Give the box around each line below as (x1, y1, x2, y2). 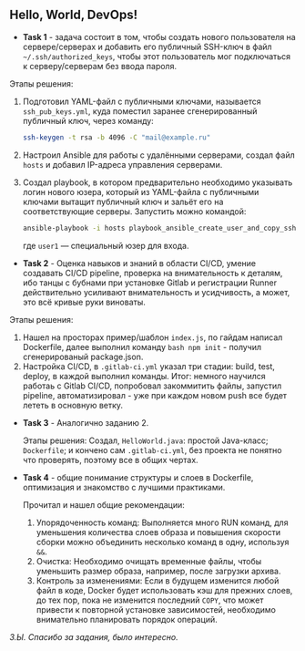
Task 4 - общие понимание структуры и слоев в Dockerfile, (22, 471, 254, 482)
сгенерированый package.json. (22, 351, 144, 362)
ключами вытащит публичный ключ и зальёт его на (22, 196, 224, 207)
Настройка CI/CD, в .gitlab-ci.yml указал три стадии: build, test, (22, 360, 276, 372)
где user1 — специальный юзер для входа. (22, 240, 189, 251)
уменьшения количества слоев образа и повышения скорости (36, 526, 281, 537)
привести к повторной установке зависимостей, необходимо (36, 604, 276, 615)
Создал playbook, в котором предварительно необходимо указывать (22, 177, 293, 188)
